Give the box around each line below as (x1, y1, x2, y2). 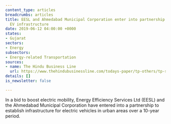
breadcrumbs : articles (5, 12, 53, 17)
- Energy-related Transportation (5, 54, 76, 60)
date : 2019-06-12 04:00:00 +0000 (5, 26, 76, 32)
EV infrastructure (10, 21, 49, 27)
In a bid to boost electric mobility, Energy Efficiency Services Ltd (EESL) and (5, 97, 165, 103)
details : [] (5, 74, 31, 79)
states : (5, 31, 22, 36)
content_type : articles (5, 7, 56, 13)
